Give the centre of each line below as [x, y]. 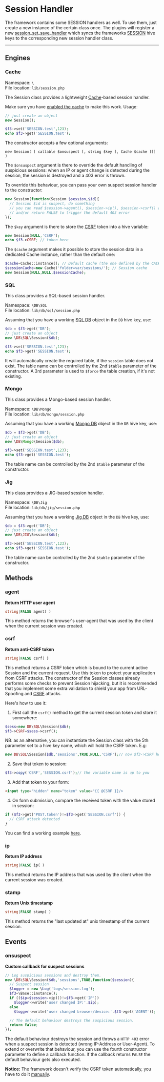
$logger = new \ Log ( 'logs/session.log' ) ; [52, 989]
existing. [14, 376]
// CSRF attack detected [35, 819]
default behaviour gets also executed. [43, 1060]
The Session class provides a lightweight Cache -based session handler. [77, 97]
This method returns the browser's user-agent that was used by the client [79, 621]
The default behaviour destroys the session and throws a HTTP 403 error [77, 1039]
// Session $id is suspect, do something [52, 204]
